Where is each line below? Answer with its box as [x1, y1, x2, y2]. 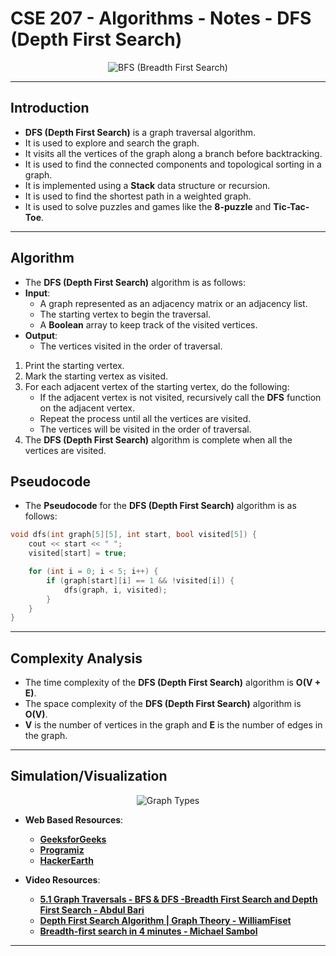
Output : [24, 329, 58, 341]
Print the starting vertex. [24, 359, 125, 371]
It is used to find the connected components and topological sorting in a [24, 158, 322, 170]
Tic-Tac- [273, 200, 310, 212]
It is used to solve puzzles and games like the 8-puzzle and [24, 200, 272, 212]
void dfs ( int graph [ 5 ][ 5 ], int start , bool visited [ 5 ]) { [10, 530, 257, 540]
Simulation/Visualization [10, 768, 168, 785]
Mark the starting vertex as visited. [24, 370, 169, 382]
